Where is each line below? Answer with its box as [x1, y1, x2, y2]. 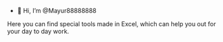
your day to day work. [7, 28, 70, 35]
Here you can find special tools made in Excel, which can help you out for [7, 20, 216, 28]
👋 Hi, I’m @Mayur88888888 [17, 7, 97, 14]
